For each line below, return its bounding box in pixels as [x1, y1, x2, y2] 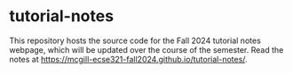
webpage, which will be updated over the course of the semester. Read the [9, 44, 284, 55]
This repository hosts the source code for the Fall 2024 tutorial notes [9, 35, 262, 46]
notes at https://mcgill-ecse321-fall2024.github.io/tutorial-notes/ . [9, 54, 248, 64]
